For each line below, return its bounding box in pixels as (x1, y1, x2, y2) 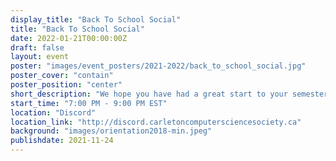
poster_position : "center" (10, 80, 123, 90)
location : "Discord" (10, 107, 97, 118)
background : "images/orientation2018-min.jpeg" (10, 126, 213, 136)
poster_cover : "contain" (10, 71, 114, 81)
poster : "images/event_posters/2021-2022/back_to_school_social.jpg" (10, 61, 307, 71)
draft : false (10, 42, 65, 53)
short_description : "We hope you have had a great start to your (10, 89, 288, 99)
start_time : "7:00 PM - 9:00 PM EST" (10, 98, 168, 108)
